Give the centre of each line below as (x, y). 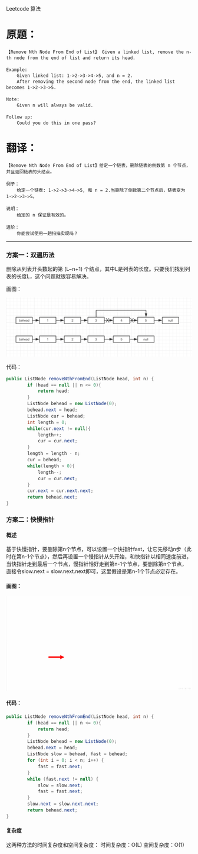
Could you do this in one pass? (56, 123)
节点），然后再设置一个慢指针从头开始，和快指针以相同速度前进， (113, 557)
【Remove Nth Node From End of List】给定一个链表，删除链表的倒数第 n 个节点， (98, 165)
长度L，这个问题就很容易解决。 (54, 276)
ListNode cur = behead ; (56, 416)
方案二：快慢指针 (30, 519)
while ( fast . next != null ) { (63, 779)
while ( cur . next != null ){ (59, 428)
